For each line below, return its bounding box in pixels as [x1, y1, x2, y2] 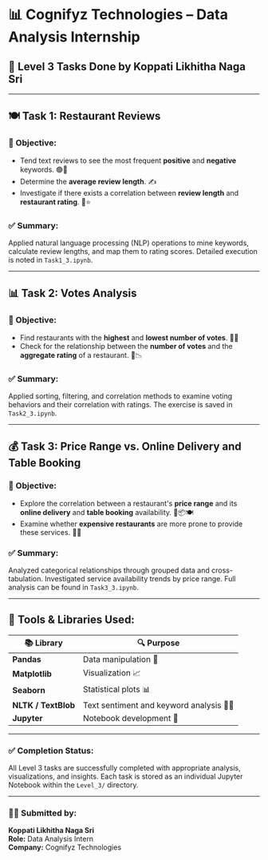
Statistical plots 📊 [82, 684, 151, 695]
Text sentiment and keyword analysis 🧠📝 [82, 699, 235, 711]
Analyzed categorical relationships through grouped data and [8, 565, 210, 575]
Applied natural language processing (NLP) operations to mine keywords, [8, 238, 250, 248]
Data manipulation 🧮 [82, 653, 159, 664]
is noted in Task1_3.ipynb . [8, 255, 93, 264]
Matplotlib [12, 668, 52, 680]
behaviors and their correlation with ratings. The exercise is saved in [8, 399, 233, 409]
